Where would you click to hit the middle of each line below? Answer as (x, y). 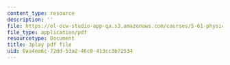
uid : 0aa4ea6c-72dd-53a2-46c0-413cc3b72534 (70, 51)
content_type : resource (41, 13)
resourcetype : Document (41, 39)
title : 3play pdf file (39, 45)
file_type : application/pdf (47, 32)
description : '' (30, 20)
